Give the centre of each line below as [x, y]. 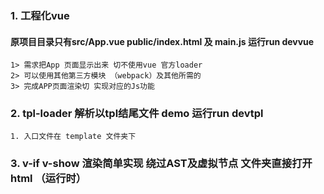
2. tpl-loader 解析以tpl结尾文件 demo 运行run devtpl [137, 114]
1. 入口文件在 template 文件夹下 [73, 137]
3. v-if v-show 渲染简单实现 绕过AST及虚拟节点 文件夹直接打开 [161, 164]
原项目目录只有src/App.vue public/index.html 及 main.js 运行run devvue [162, 41]
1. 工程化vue [40, 15]
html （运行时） [48, 179]
